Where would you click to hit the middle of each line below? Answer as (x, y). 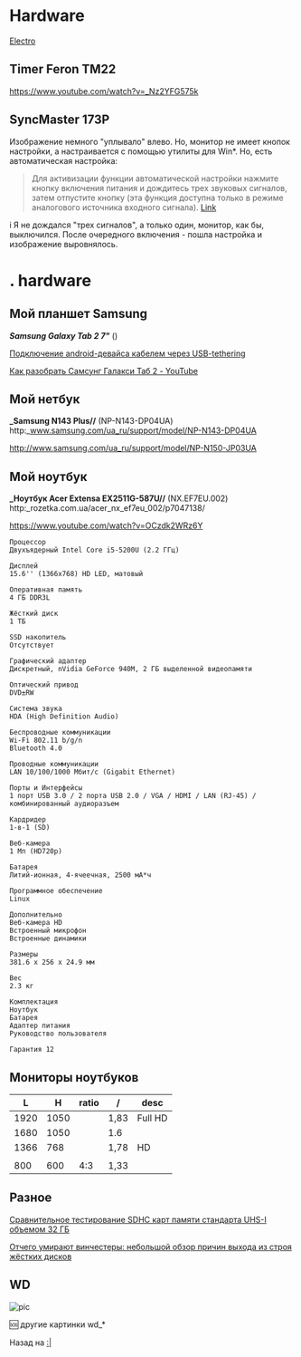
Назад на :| (31, 1343)
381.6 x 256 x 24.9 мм (52, 962)
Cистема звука (36, 709)
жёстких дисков (41, 1256)
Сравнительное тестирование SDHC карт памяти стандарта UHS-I (138, 1219)
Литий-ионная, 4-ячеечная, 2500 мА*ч (80, 875)
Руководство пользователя (58, 1034)
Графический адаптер (48, 661)
